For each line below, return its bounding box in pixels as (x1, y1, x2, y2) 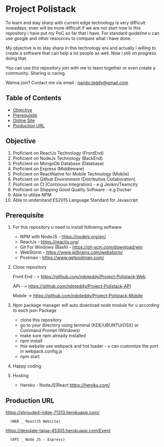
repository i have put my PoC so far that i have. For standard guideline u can (5, 30, 160, 36)
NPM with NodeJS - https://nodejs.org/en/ (20, 234, 106, 239)
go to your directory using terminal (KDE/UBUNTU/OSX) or (20, 322, 139, 328)
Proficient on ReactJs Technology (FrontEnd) (12, 150, 104, 156)
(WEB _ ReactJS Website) (10, 419, 61, 424)
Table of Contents (5, 94, 62, 102)
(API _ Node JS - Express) (10, 437, 65, 442)
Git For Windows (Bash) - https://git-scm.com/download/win (20, 244, 143, 250)
